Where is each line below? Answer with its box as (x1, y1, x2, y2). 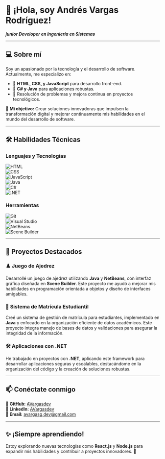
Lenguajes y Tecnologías (5, 153, 67, 160)
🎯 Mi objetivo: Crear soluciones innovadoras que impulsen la (5, 105, 129, 112)
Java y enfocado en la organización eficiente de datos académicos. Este (5, 319, 152, 325)
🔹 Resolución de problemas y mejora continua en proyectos (12, 91, 133, 97)
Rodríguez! (5, 15, 51, 26)
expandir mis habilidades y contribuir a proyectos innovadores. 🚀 (5, 448, 137, 454)
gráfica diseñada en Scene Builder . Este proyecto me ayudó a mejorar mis (5, 281, 156, 287)
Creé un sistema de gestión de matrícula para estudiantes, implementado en (5, 314, 160, 320)
